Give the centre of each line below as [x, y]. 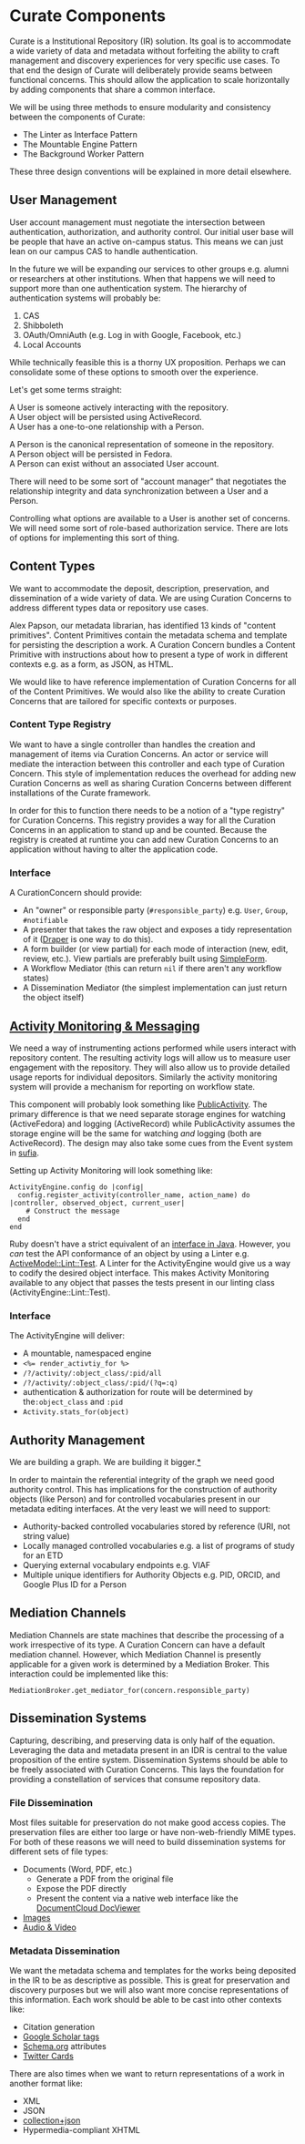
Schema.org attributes [65, 2047]
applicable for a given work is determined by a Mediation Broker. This [140, 1664]
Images [36, 1918]
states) [36, 978]
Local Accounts [52, 344]
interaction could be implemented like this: [89, 1674]
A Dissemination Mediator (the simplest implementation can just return [155, 988]
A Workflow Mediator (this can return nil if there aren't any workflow [152, 969]
